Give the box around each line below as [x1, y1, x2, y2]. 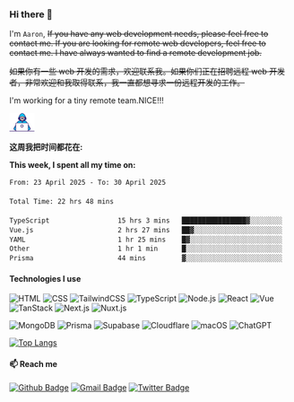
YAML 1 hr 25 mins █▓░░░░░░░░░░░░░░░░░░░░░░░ [9, 235, 282, 244]
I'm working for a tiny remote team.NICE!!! [9, 95, 164, 106]
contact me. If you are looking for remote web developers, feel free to [9, 38, 266, 48]
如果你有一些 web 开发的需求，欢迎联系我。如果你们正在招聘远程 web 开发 [9, 66, 285, 77]
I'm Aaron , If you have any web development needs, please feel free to [9, 29, 269, 39]
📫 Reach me [9, 359, 58, 370]
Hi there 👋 [9, 8, 54, 21]
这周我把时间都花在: [9, 142, 83, 153]
